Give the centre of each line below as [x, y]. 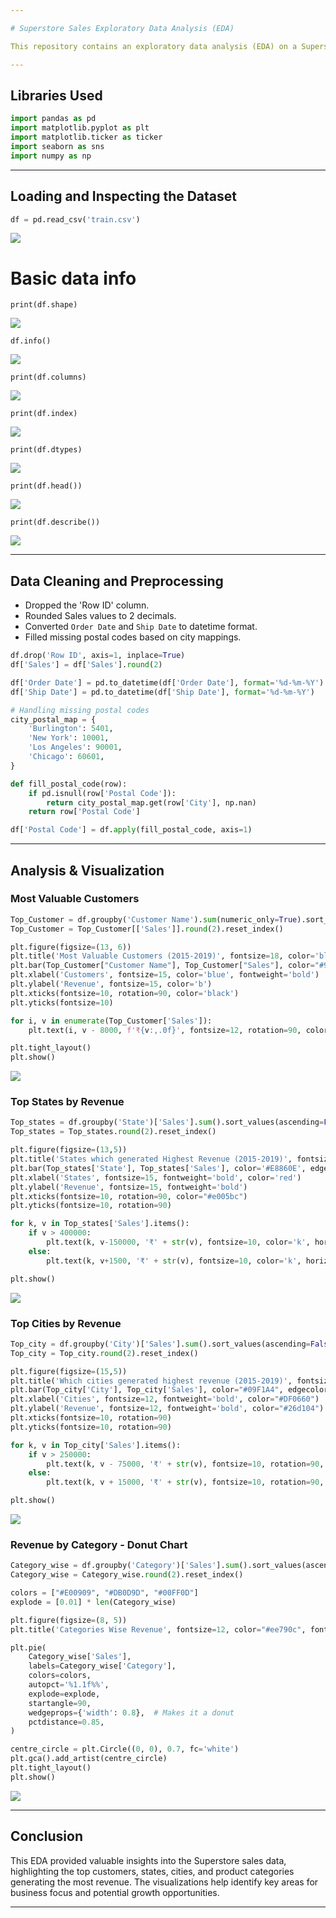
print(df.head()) [46, 486]
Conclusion [47, 1836]
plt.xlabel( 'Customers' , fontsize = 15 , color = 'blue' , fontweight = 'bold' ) [165, 975]
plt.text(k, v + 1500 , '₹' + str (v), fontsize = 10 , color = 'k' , [174, 1261]
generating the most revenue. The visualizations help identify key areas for [164, 1882]
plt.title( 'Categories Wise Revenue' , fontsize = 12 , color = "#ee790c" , [158, 1629]
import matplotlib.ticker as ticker [86, 137]
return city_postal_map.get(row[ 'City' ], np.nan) [151, 802]
